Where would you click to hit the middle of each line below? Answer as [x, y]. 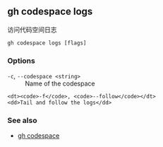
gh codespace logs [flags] [47, 43]
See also [22, 121]
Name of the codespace [60, 83]
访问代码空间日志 [32, 29]
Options [21, 61]
